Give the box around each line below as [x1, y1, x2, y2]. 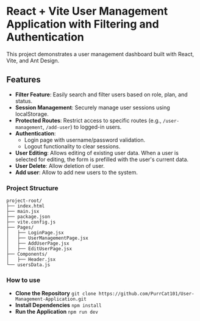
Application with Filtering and [6, 17, 160, 31]
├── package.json [6, 214, 51, 220]
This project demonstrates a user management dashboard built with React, [6, 50, 195, 57]
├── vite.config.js [6, 219, 56, 225]
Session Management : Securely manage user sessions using [15, 104, 171, 111]
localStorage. [15, 110, 49, 117]
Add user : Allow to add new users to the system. [15, 168, 138, 176]
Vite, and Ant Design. [6, 57, 60, 64]
